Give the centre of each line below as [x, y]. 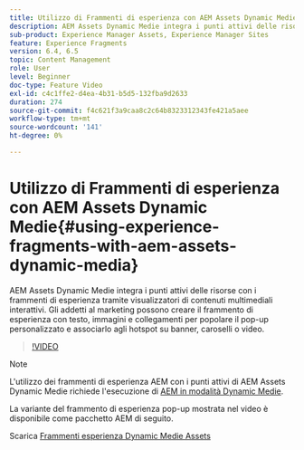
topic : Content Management [60, 60]
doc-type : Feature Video [56, 85]
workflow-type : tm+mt [50, 119]
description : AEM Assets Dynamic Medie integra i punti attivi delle [143, 26]
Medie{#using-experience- [114, 227]
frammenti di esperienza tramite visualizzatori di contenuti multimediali [141, 300]
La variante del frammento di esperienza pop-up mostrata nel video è [139, 408]
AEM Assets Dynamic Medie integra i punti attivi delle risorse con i [133, 290]
